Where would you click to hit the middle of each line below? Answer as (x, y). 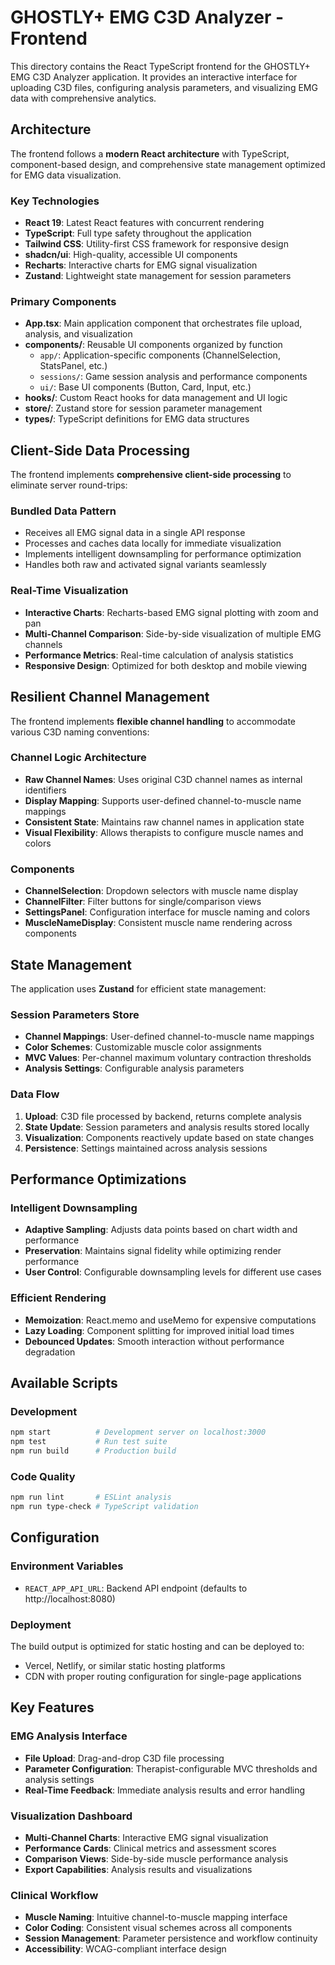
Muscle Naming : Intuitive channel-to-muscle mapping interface (156, 1917)
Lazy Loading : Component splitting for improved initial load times (159, 1330)
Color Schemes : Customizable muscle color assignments (143, 1047)
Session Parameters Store (75, 1014)
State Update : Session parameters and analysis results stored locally (167, 1127)
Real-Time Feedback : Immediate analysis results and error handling (165, 1790)
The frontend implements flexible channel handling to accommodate (153, 721)
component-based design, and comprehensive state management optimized (168, 164)
